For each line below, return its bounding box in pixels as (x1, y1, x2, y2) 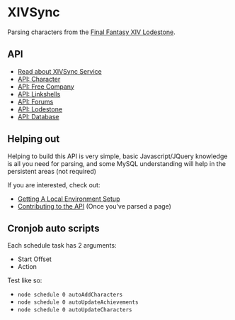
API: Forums (17, 97, 54, 106)
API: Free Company (17, 82, 74, 91)
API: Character (17, 75, 61, 83)
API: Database (17, 112, 59, 121)
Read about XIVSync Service (17, 67, 102, 75)
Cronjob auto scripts (7, 222, 100, 234)
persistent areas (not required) (7, 167, 97, 175)
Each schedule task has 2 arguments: (7, 241, 117, 250)
